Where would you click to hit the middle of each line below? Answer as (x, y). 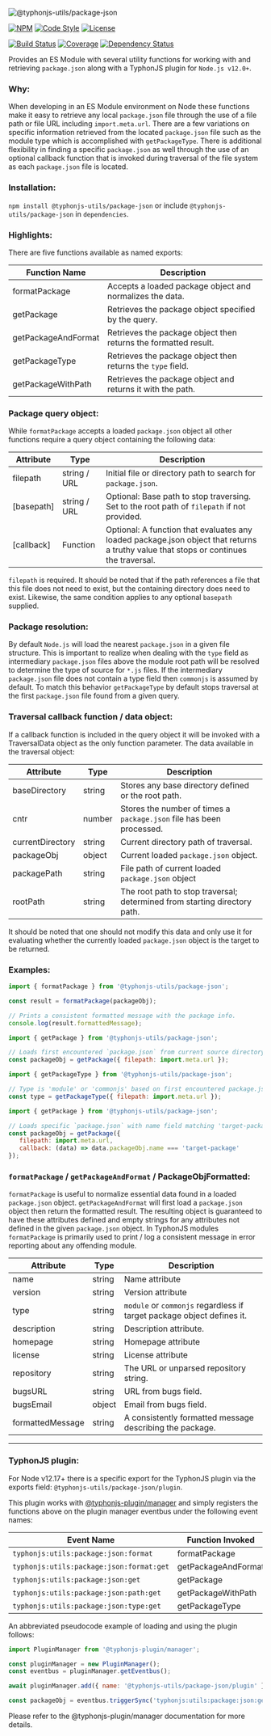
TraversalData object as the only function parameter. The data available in (131, 743)
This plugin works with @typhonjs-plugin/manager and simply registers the (133, 1502)
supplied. (24, 606)
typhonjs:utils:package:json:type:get (87, 1606)
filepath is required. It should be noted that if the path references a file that (134, 580)
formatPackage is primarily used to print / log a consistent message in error (132, 1237)
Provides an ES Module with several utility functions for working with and (130, 59)
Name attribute (152, 1279)
